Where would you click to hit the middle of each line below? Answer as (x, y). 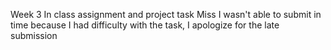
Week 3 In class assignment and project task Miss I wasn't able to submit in (166, 14)
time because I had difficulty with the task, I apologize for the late (145, 25)
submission (34, 35)
